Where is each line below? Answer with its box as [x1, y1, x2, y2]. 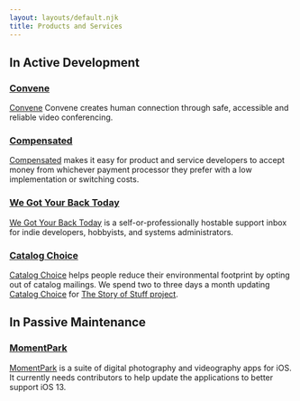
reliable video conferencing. [9, 112, 114, 123]
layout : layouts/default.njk [9, 13, 119, 23]
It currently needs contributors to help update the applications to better [9, 371, 274, 383]
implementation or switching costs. [9, 174, 140, 185]
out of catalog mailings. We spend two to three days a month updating [9, 279, 270, 290]
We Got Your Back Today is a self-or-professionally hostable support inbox [9, 217, 287, 228]
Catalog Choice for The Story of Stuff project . [9, 289, 178, 300]
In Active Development [9, 55, 140, 70]
